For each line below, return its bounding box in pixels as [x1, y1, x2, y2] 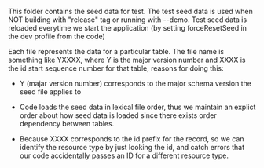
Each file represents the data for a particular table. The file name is [8, 47, 225, 56]
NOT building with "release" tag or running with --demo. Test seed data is [8, 15, 247, 24]
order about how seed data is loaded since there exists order [19, 111, 218, 120]
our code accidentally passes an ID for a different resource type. [19, 151, 229, 160]
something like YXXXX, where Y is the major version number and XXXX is [8, 55, 246, 64]
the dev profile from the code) [8, 31, 106, 41]
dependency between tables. [19, 119, 115, 128]
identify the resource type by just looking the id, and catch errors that [19, 143, 245, 152]
